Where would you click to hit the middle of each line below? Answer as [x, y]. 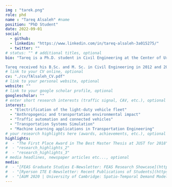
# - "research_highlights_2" [38, 148]
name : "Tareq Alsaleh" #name [38, 19]
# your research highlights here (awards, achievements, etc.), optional [86, 134]
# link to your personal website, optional [52, 81]
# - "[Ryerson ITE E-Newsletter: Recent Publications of [68, 172]
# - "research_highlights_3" [38, 153]
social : [14, 34]
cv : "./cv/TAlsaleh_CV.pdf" [35, 77]
